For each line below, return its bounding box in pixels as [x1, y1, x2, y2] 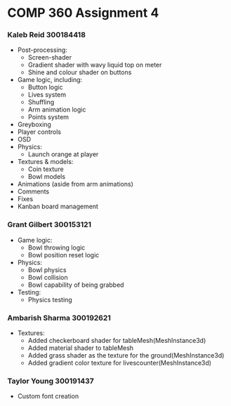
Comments [17, 187, 50, 196]
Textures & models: [17, 158, 74, 166]
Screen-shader [27, 53, 72, 62]
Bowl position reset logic [27, 250, 100, 259]
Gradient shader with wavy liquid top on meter [27, 61, 162, 69]
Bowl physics [27, 265, 67, 274]
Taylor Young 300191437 [7, 377, 95, 386]
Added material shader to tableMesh [27, 344, 134, 352]
